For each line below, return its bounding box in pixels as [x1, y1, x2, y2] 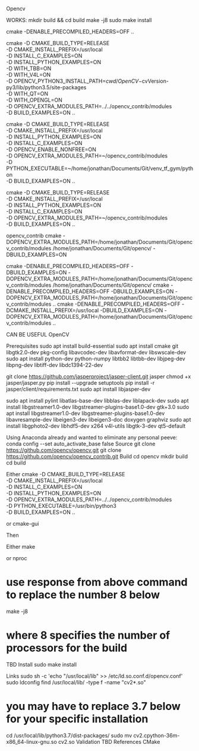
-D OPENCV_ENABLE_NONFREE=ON [6, 146, 97, 153]
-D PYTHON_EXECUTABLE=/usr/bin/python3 [6, 502, 117, 509]
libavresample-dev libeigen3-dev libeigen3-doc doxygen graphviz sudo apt [6, 416, 191, 423]
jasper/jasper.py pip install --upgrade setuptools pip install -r [6, 379, 155, 386]
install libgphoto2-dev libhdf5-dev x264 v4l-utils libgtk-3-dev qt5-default [6, 422, 186, 429]
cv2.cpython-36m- [133, 731, 180, 739]
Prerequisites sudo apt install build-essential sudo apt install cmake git [6, 342, 179, 350]
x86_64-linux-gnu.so [6, 738, 58, 745]
